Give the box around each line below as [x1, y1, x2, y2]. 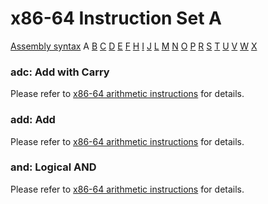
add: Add [10, 113, 56, 127]
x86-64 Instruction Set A [10, 7, 222, 30]
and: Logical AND [10, 160, 97, 174]
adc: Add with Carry [10, 65, 110, 79]
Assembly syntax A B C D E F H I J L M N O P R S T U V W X [10, 40, 258, 52]
